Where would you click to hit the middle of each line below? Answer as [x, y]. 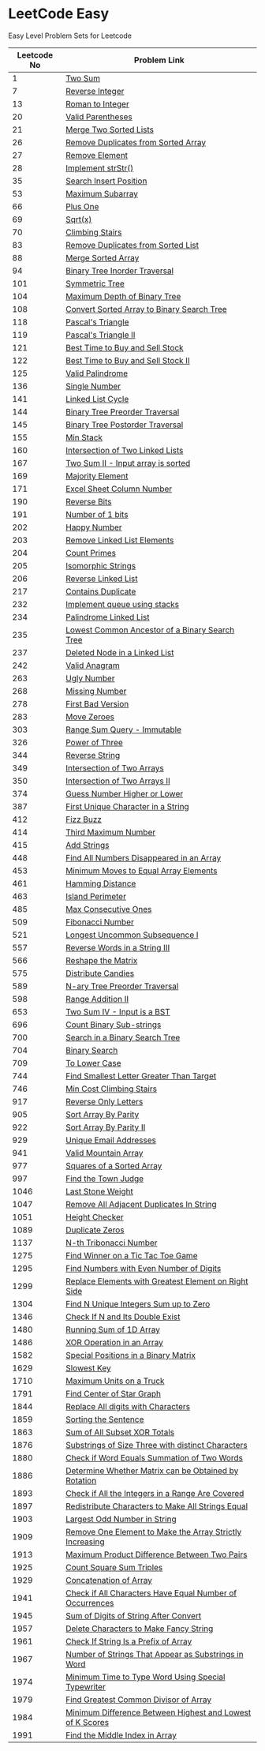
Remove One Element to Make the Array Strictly [154, 1532]
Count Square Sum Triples [114, 1567]
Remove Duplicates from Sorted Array [136, 142]
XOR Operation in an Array [114, 1342]
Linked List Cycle [97, 399]
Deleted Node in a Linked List [120, 652]
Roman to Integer [98, 103]
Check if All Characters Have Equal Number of [151, 1593]
